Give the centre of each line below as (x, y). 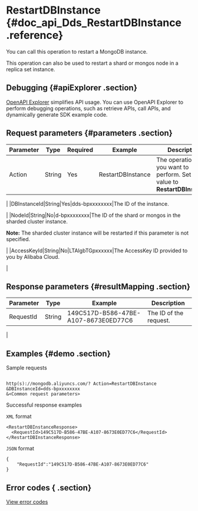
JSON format (20, 449)
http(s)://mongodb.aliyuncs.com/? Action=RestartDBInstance (82, 384)
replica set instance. (31, 69)
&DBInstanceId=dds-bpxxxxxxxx (43, 389)
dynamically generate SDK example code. (57, 114)
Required (80, 150)
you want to (172, 167)
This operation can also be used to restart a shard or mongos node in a (92, 63)
